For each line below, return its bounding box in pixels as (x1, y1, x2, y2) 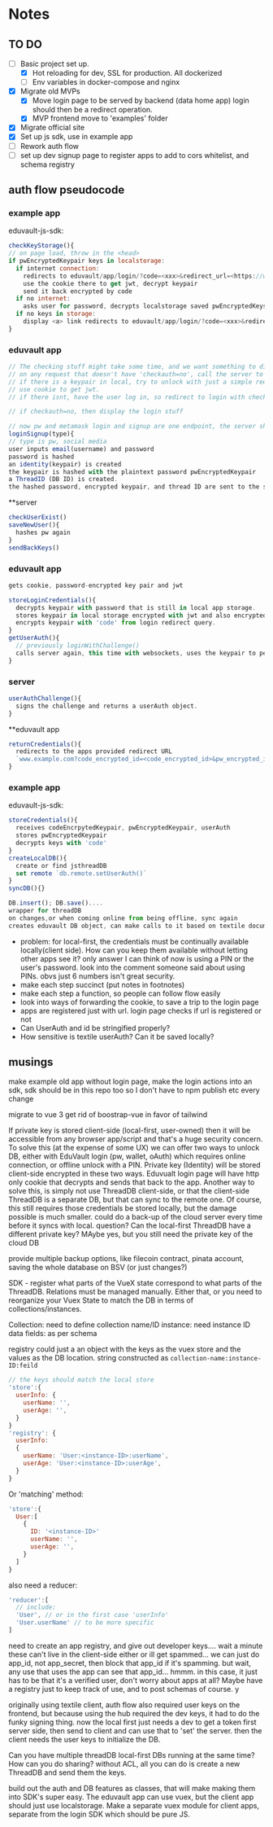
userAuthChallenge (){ (8, 694, 82, 703)
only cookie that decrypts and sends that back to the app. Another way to (8, 1177, 255, 1187)
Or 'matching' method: (8, 1489, 84, 1499)
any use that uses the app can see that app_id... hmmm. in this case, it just (8, 1667, 258, 1676)
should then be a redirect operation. (32, 105, 153, 115)
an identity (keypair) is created (8, 460, 122, 468)
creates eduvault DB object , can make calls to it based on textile (8, 922, 245, 930)
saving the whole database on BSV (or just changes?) (8, 1263, 188, 1273)
